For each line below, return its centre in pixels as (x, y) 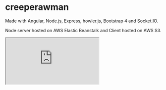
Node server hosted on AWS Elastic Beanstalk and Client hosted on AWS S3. (83, 30)
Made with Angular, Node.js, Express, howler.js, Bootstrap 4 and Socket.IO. (82, 21)
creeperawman (37, 7)
